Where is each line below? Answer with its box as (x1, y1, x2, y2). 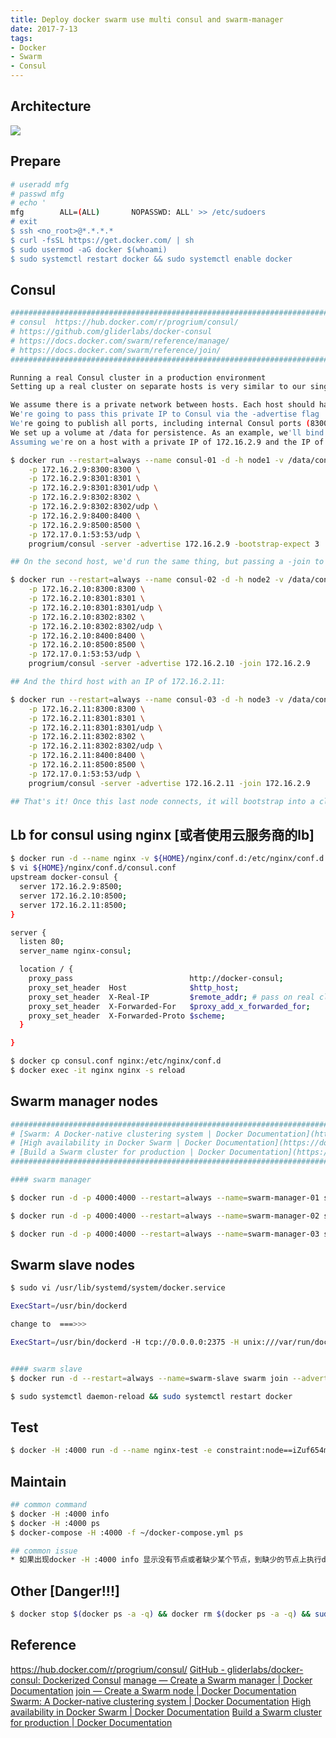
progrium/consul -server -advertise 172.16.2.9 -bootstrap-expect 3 (28, 539, 320, 549)
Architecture (10, 98, 92, 115)
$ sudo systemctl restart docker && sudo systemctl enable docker (10, 254, 293, 264)
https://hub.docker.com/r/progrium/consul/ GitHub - (10, 1663, 225, 1675)
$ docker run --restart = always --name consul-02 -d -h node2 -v (10, 575, 284, 585)
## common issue (10, 1546, 78, 1556)
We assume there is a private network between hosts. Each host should (10, 400, 315, 410)
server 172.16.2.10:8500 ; (19, 891, 128, 901)
